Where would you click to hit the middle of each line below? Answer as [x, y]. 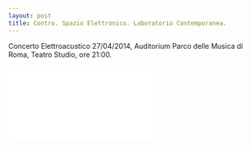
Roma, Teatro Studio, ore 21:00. [60, 54]
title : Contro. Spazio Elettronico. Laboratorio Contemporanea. [118, 23]
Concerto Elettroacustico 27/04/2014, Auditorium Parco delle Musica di [126, 46]
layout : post [30, 16]
